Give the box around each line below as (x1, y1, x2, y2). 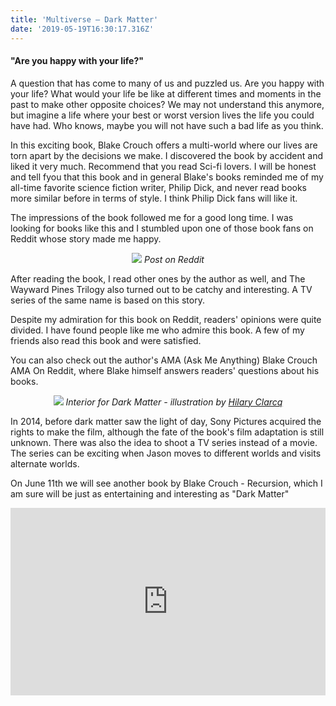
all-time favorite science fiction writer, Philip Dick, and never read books (10, 181, 308, 193)
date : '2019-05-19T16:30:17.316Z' (10, 24, 155, 34)
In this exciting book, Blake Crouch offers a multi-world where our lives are (10, 139, 318, 151)
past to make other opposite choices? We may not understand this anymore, (10, 98, 325, 110)
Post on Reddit (144, 253, 205, 265)
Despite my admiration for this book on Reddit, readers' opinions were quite (10, 313, 322, 325)
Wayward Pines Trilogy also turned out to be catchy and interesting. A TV (10, 283, 313, 295)
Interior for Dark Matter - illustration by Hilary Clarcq (65, 396, 283, 408)
